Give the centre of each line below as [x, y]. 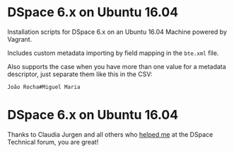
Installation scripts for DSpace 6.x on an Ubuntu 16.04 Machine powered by [117, 32]
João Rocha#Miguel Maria [44, 87]
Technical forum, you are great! [53, 142]
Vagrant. [20, 39]
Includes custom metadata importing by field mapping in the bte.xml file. [113, 53]
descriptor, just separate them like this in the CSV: [80, 74]
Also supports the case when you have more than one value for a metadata [117, 66]
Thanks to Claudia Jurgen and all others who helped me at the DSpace [110, 134]
